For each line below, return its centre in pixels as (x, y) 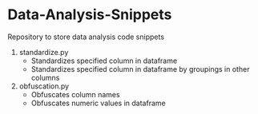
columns (45, 77)
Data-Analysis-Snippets (90, 15)
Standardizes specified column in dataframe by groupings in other (140, 69)
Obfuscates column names (76, 94)
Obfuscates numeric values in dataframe (98, 103)
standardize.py (44, 52)
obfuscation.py (44, 86)
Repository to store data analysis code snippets (86, 37)
